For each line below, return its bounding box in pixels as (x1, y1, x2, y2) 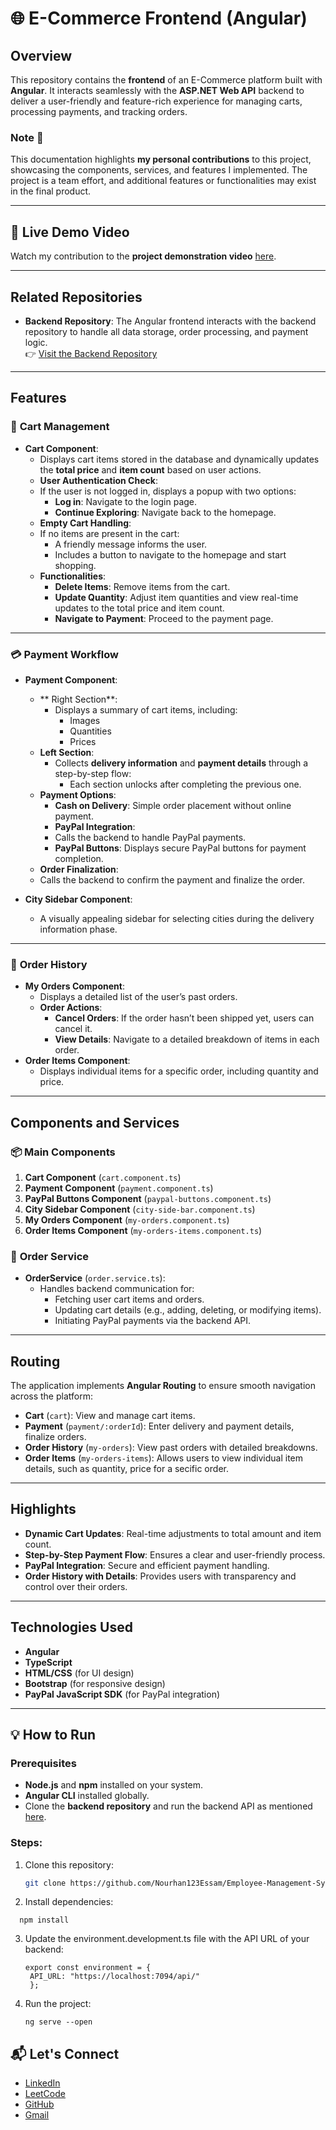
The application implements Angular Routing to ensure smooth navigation (10, 1380, 316, 1391)
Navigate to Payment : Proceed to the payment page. (54, 612, 274, 624)
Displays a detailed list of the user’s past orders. (39, 991, 238, 1003)
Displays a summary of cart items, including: (54, 703, 238, 716)
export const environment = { (24, 1963, 152, 1973)
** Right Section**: (39, 693, 118, 705)
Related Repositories (10, 288, 143, 306)
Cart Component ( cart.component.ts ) (24, 1171, 182, 1183)
